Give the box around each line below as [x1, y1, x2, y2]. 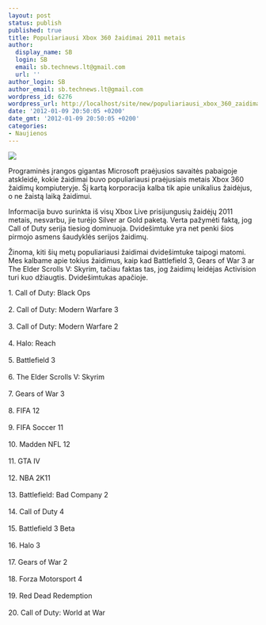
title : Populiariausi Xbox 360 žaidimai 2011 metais [8, 33, 186, 42]
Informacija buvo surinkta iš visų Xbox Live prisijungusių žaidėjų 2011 [8, 207, 234, 216]
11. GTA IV [8, 456, 41, 466]
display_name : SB [15, 48, 73, 56]
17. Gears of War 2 [8, 557, 68, 566]
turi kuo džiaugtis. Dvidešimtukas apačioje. [8, 272, 149, 282]
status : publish [8, 19, 62, 27]
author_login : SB [8, 78, 66, 86]
